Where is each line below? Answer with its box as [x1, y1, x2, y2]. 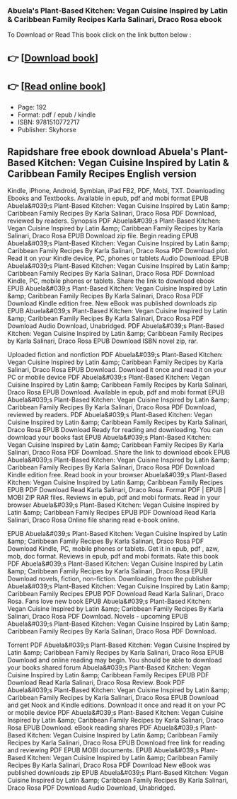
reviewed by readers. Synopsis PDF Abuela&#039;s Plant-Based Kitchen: [7, 216, 221, 225]
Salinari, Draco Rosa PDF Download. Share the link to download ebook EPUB [7, 448, 231, 457]
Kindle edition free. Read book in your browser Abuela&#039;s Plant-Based [7, 471, 227, 479]
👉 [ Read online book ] [7, 81, 106, 93]
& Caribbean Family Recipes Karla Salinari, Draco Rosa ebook [7, 14, 222, 24]
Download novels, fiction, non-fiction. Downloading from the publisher [7, 575, 212, 583]
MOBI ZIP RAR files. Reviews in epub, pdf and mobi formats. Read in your [7, 494, 221, 502]
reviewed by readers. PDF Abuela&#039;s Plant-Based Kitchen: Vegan [7, 411, 213, 419]
